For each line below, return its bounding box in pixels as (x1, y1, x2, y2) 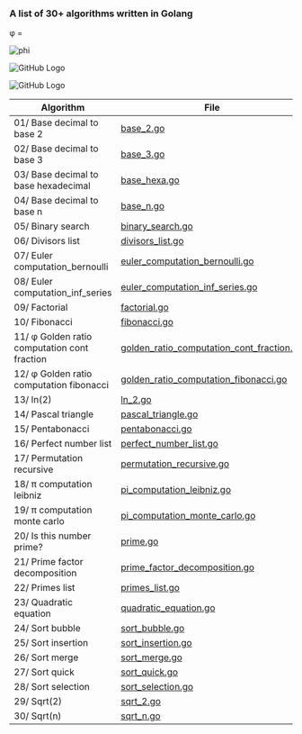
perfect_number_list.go (120, 438, 218, 450)
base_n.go (120, 200, 164, 213)
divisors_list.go (120, 235, 184, 248)
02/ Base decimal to (13, 142, 99, 155)
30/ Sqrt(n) (13, 710, 62, 722)
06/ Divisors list (13, 235, 81, 248)
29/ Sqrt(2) (13, 695, 63, 708)
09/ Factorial (13, 301, 68, 313)
